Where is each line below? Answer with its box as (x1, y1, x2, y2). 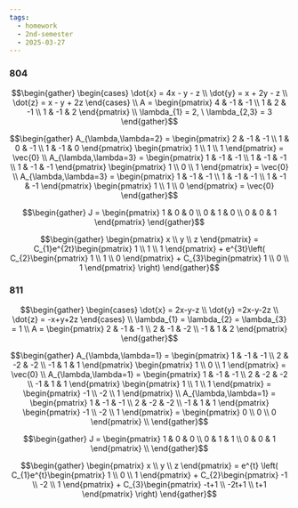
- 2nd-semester (17, 29, 74, 38)
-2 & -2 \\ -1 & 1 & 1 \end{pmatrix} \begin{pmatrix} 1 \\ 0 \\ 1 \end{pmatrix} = (12, 359, 286, 370)
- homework (17, 21, 58, 30)
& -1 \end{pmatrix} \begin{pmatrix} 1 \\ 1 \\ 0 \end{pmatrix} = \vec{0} (24, 180, 275, 191)
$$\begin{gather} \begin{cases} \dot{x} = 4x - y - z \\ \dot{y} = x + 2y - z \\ (11, 87, 288, 98)
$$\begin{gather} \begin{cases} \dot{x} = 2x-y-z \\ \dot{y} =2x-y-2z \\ (20, 304, 279, 315)
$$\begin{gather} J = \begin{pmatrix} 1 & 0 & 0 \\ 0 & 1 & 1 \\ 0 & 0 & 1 (22, 433, 277, 444)
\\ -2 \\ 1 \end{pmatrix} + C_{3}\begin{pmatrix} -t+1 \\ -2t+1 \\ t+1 (32, 479, 267, 489)
